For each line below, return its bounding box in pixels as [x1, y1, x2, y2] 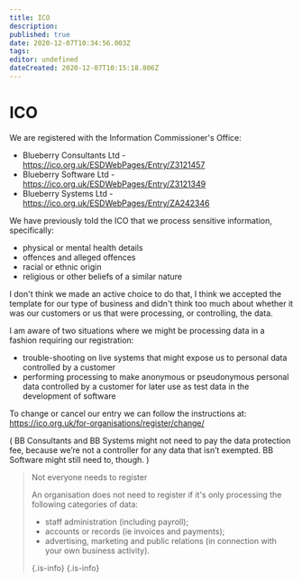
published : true [9, 30, 70, 39]
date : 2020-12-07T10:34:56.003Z [9, 38, 131, 48]
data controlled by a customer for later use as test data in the [22, 381, 250, 392]
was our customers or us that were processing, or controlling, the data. [9, 308, 273, 319]
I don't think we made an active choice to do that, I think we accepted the [9, 288, 282, 299]
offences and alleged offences [22, 252, 137, 263]
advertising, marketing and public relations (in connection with [44, 535, 278, 546]
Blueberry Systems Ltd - [22, 188, 114, 199]
